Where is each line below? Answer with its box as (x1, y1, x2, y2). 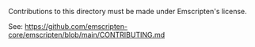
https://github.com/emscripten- (25, 22, 128, 31)
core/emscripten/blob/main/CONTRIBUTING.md (8, 31, 166, 39)
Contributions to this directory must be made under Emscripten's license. (8, 7, 247, 16)
